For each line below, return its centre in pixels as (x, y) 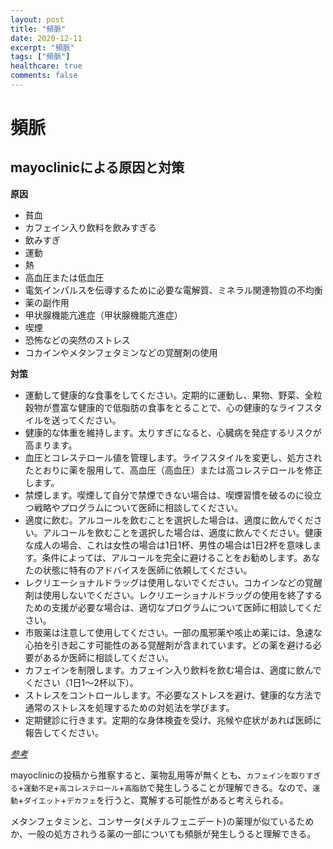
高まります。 (51, 445)
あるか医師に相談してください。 (108, 657)
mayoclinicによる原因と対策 (97, 167)
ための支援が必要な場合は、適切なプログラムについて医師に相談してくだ (173, 607)
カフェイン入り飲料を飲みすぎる (90, 227)
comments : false (44, 76)
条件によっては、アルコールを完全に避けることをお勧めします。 (172, 557)
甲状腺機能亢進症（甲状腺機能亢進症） (103, 315)
